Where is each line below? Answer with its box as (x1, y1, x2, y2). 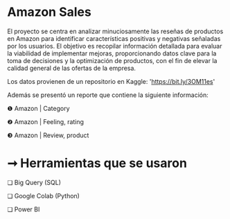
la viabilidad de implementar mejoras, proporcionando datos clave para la (7, 49, 217, 58)
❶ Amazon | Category (7, 104, 71, 112)
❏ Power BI (7, 205, 40, 213)
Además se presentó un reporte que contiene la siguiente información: (7, 91, 209, 99)
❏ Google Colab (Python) (7, 191, 80, 200)
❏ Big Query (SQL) (7, 178, 61, 186)
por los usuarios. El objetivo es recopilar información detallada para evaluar (7, 42, 222, 50)
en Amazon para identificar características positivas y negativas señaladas (7, 34, 221, 42)
